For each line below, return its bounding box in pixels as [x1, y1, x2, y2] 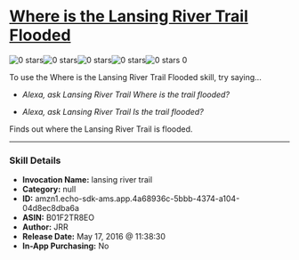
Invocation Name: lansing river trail [21, 175, 153, 185]
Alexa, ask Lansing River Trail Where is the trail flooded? [21, 89, 230, 100]
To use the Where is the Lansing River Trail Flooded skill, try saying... [9, 71, 263, 82]
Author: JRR [21, 222, 69, 232]
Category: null [21, 184, 77, 195]
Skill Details [9, 154, 61, 167]
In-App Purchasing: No [21, 240, 109, 251]
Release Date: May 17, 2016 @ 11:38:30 [21, 232, 166, 242]
